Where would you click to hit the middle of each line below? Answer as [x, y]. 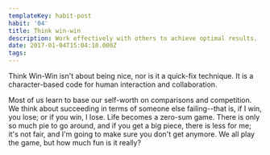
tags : [17, 53]
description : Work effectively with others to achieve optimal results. [133, 38]
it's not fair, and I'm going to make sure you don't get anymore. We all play [132, 134]
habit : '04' [28, 23]
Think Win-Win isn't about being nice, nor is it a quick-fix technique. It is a [131, 76]
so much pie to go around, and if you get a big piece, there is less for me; [130, 126]
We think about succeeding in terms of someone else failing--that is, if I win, [135, 108]
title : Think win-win [45, 31]
